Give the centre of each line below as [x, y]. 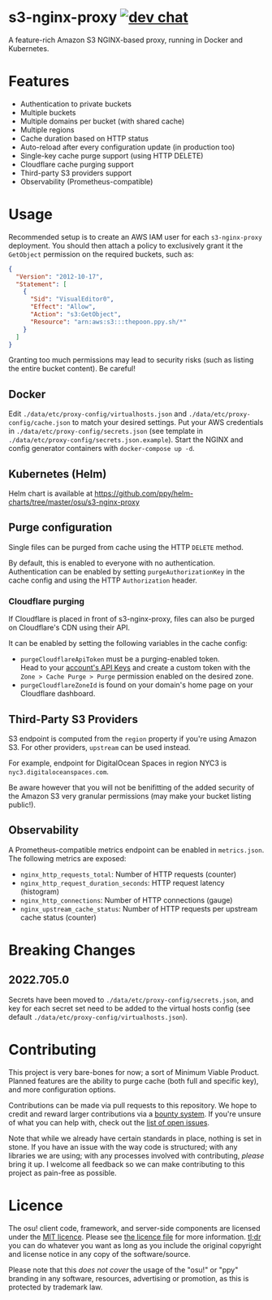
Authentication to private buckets [76, 104]
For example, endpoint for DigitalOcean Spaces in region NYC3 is [118, 763]
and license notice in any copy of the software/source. [99, 1254]
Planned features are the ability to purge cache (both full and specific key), [134, 1081]
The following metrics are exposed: [67, 858]
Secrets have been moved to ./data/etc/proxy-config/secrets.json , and [131, 999]
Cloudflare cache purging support [77, 164]
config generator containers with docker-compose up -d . [101, 448]
